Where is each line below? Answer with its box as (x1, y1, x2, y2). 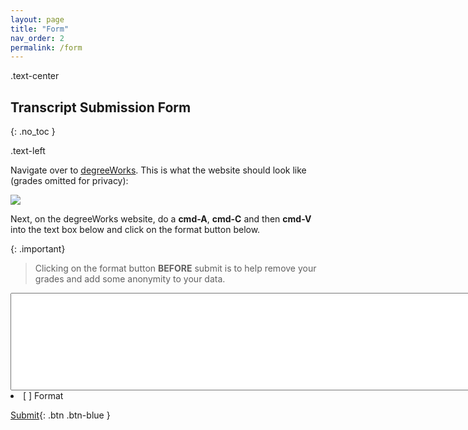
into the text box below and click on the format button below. (10, 224, 261, 236)
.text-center (10, 70, 60, 82)
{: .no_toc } (10, 126, 56, 138)
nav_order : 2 (10, 33, 65, 43)
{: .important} (10, 243, 66, 255)
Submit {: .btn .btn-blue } (10, 409, 111, 421)
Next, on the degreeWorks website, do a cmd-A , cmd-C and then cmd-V (10, 213, 312, 225)
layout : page (10, 14, 65, 25)
